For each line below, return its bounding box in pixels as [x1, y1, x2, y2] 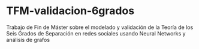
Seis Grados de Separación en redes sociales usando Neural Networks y [6, 30, 186, 37]
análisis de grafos [6, 36, 50, 43]
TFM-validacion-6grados [6, 4, 135, 18]
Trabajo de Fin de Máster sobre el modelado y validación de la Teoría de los [6, 24, 194, 31]
